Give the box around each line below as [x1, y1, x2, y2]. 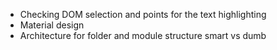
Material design [19, 19, 85, 31]
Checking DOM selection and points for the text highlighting [19, 9, 267, 20]
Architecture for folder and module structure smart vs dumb [19, 30, 267, 41]
